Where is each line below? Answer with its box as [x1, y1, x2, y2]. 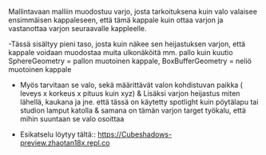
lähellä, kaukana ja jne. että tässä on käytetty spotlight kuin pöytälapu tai [19, 97, 259, 106]
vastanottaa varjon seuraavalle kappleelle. [8, 24, 147, 33]
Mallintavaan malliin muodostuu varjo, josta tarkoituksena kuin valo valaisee [8, 7, 258, 16]
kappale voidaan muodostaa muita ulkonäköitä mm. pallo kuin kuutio [8, 48, 233, 57]
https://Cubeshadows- [97, 129, 173, 139]
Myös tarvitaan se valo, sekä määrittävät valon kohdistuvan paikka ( [19, 80, 244, 89]
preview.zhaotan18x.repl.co [19, 138, 110, 147]
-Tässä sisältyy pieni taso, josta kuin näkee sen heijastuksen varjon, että [8, 39, 246, 49]
